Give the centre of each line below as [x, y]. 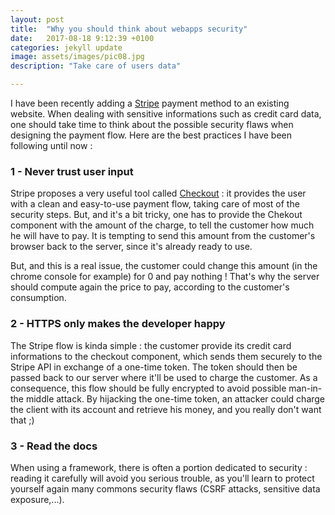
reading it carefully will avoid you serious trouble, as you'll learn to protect [162, 478]
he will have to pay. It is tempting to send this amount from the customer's [163, 236]
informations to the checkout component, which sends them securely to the [166, 356]
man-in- [305, 388]
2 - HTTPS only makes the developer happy [118, 324]
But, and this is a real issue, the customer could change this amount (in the [164, 266]
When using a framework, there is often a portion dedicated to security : [159, 467]
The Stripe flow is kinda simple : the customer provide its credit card [151, 345]
